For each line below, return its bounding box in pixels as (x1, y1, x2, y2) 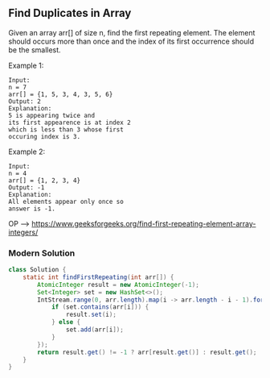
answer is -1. (8, 205, 56, 213)
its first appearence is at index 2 (8, 118, 131, 127)
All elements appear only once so (8, 197, 125, 206)
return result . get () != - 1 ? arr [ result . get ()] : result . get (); (37, 348, 257, 356)
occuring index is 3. (8, 132, 81, 140)
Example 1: (8, 60, 44, 70)
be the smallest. (8, 44, 62, 55)
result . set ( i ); (65, 310, 117, 319)
